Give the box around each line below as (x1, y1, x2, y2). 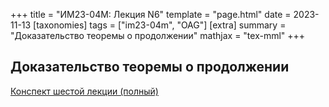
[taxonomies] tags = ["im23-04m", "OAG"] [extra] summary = (33, 19, 287, 31)
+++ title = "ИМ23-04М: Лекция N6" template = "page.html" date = (10, 9, 292, 20)
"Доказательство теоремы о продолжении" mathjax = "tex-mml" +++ (10, 30, 306, 41)
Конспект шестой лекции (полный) (10, 85, 159, 97)
